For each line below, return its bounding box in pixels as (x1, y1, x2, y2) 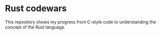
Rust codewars (5, 3, 67, 14)
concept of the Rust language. (5, 24, 65, 30)
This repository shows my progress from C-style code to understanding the (5, 19, 156, 25)
